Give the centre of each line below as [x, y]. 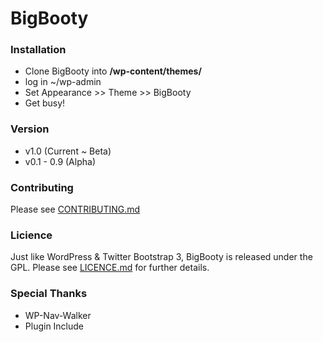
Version [30, 129]
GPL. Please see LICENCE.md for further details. [110, 268]
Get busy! [45, 103]
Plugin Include [54, 326]
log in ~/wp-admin [63, 82]
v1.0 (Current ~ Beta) [68, 151]
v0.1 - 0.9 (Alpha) [60, 161]
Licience [31, 235]
